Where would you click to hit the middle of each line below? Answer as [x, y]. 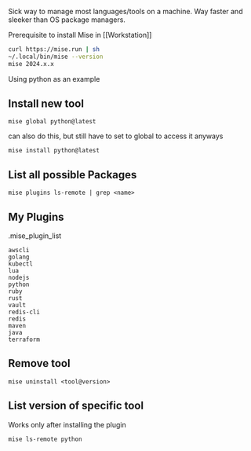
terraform [24, 340]
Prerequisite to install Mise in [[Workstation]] [80, 35]
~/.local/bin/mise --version [56, 57]
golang [19, 257]
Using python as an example [54, 79]
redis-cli [24, 312]
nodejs [19, 278]
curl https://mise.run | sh [54, 49]
